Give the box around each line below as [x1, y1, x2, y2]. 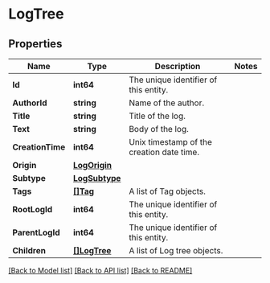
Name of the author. [128, 97, 205, 109]
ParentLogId [12, 227, 60, 238]
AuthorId [12, 97, 47, 109]
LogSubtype [72, 173, 121, 183]
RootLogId [12, 204, 53, 215]
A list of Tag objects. [128, 186, 207, 197]
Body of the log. [128, 124, 189, 134]
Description [154, 61, 201, 72]
